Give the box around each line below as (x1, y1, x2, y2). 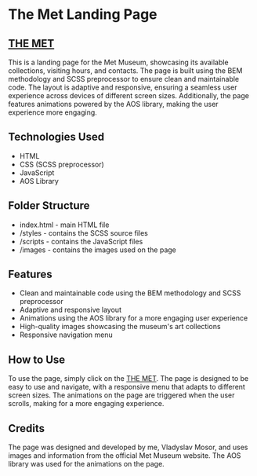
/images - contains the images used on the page (19, 245, 176, 254)
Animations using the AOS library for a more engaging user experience (19, 313, 248, 323)
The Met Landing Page (8, 5, 158, 24)
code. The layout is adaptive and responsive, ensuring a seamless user (8, 82, 237, 92)
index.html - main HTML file (19, 220, 110, 229)
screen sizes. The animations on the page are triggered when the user (8, 390, 235, 400)
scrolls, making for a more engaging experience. (8, 399, 165, 408)
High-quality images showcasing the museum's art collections (19, 322, 221, 331)
